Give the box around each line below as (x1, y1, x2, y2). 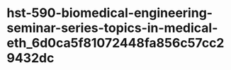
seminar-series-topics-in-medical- (6, 20, 218, 36)
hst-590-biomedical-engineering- (6, 5, 213, 21)
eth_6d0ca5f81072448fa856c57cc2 (6, 35, 225, 51)
